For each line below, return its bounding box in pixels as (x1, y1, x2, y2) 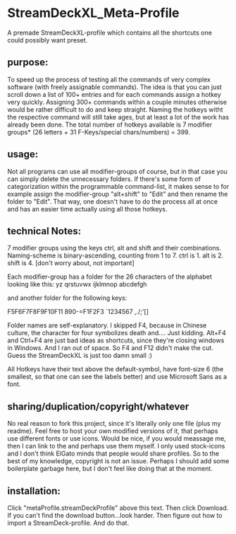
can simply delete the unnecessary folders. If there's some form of (7, 175, 201, 183)
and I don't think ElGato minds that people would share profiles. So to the (7, 449, 220, 458)
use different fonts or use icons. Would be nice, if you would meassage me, (7, 434, 227, 443)
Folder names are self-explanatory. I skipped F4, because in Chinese (7, 321, 207, 330)
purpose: (7, 57, 49, 69)
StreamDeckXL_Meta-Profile (7, 5, 180, 21)
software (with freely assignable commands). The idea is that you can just (7, 83, 222, 91)
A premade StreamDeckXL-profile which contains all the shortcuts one (7, 28, 213, 37)
